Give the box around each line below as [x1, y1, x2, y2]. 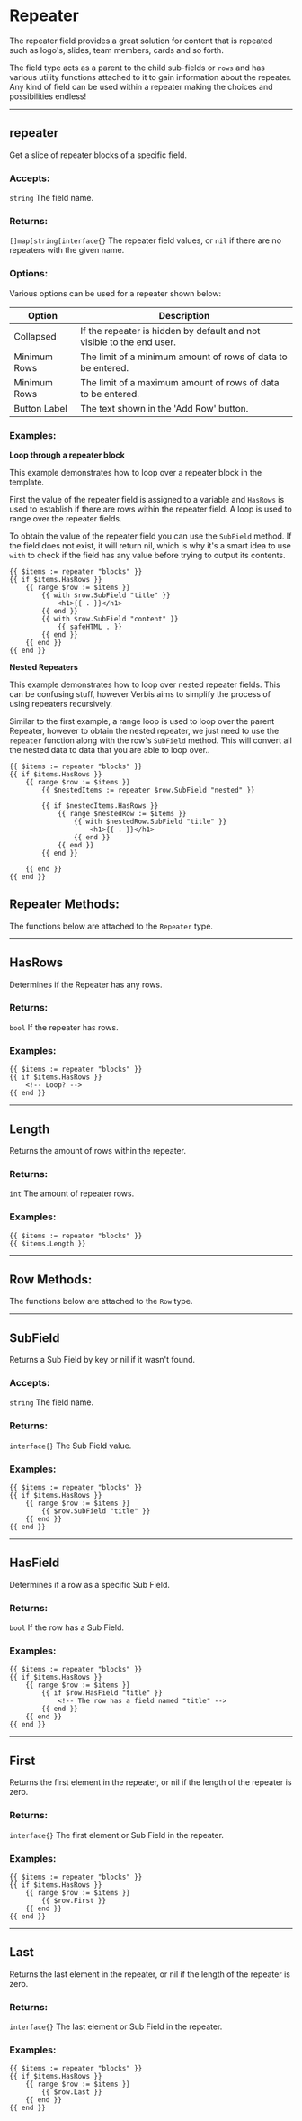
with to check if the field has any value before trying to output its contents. [9, 549, 286, 560]
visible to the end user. [80, 335, 177, 348]
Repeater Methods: [9, 897, 120, 912]
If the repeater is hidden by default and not [80, 324, 261, 337]
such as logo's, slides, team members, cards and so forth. [9, 44, 225, 55]
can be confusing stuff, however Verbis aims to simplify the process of [9, 688, 271, 699]
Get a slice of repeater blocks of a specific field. [9, 150, 187, 160]
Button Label [13, 402, 67, 414]
